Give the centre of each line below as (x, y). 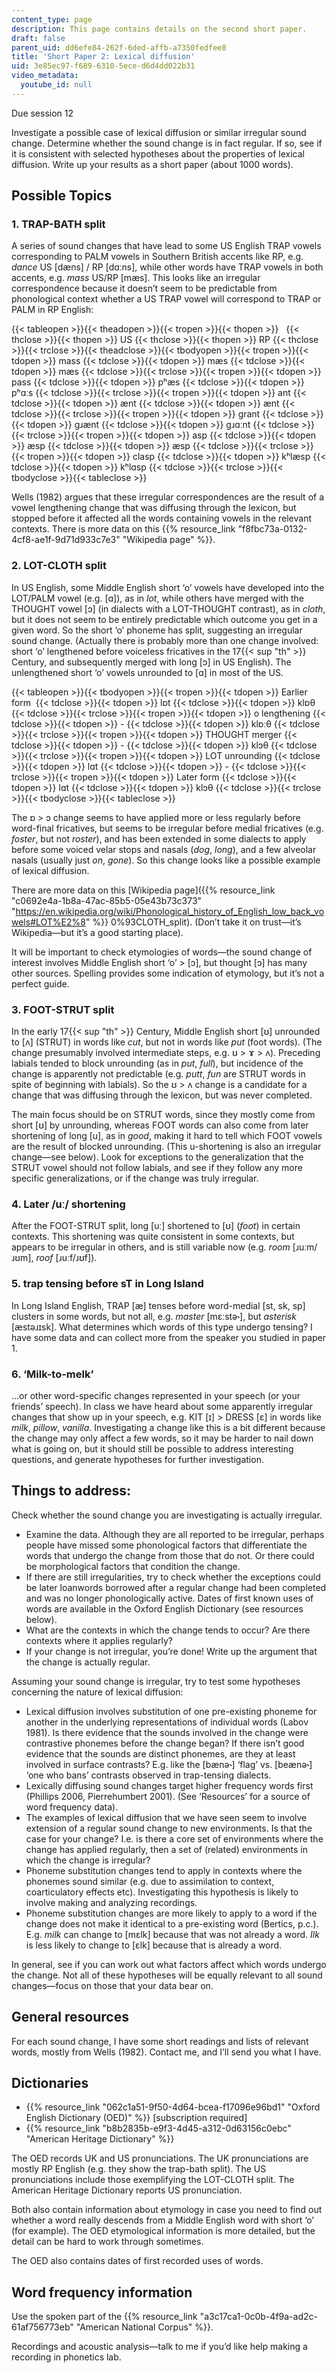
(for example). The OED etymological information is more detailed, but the (163, 2231)
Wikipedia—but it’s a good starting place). (97, 932)
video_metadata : (45, 76)
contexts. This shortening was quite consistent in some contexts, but (153, 1237)
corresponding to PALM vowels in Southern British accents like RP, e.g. (157, 257)
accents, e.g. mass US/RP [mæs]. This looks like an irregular (136, 278)
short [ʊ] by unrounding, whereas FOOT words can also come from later (160, 1125)
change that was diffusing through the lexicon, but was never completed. (162, 1095)
